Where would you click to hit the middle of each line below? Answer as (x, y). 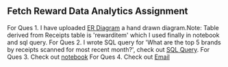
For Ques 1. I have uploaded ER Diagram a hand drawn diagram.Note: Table (113, 27)
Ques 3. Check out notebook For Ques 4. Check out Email (88, 57)
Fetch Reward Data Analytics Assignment (98, 11)
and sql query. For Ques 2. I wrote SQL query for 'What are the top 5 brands (114, 42)
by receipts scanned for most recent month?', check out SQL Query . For (109, 49)
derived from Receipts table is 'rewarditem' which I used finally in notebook (113, 35)
